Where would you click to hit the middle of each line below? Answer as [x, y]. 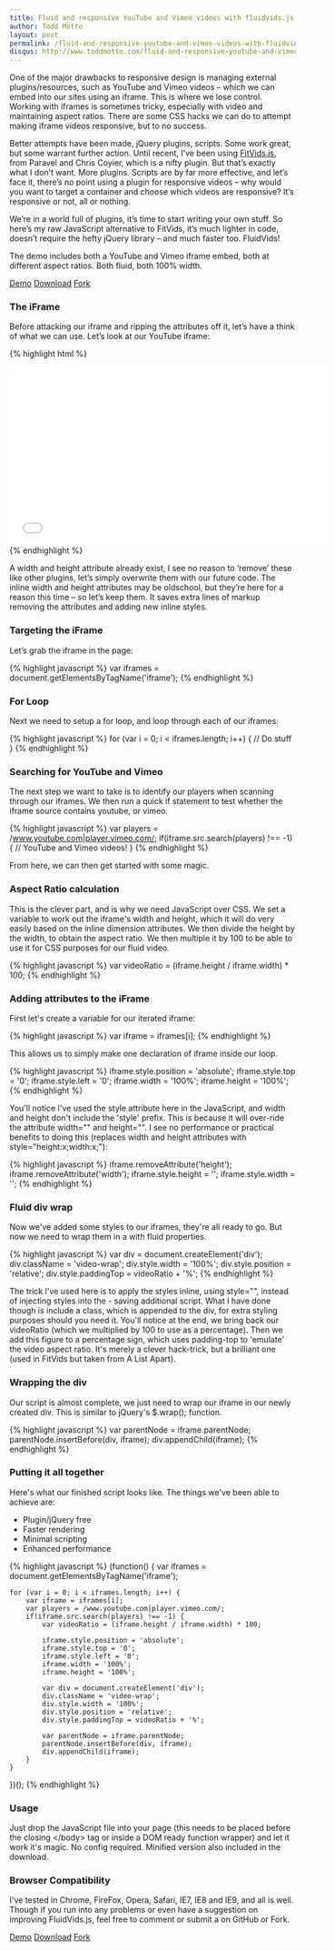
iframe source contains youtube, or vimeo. [89, 811]
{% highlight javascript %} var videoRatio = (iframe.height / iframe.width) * [149, 965]
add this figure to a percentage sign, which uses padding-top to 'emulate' [147, 1340]
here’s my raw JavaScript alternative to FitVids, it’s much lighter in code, [144, 229]
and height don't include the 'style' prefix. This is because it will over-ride [147, 1117]
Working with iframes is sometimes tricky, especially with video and [136, 106]
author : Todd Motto [46, 26]
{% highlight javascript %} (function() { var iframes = [108, 1566]
